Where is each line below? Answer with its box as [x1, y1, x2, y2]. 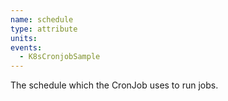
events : [10, 42, 43, 53]
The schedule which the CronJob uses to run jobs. [10, 79, 219, 91]
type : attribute [10, 24, 78, 34]
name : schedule [10, 14, 74, 25]
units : [10, 33, 38, 43]
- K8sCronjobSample [19, 52, 101, 62]
